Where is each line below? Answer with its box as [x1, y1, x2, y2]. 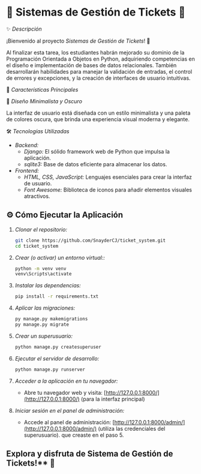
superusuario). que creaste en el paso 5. [23, 431, 124, 439]
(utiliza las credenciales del [98, 425, 166, 432]
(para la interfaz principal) [80, 395, 145, 403]
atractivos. [23, 192, 50, 200]
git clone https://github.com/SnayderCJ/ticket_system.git [14, 237, 166, 244]
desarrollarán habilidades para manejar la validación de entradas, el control [6, 68, 193, 75]
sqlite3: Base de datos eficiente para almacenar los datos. [23, 160, 167, 167]
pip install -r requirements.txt [14, 293, 99, 299]
